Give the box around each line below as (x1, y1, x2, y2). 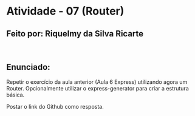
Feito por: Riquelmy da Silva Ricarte (6, 29, 144, 39)
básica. (6, 91, 25, 98)
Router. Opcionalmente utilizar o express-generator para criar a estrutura (6, 84, 190, 92)
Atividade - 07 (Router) (6, 4, 125, 18)
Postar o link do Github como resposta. (6, 103, 104, 110)
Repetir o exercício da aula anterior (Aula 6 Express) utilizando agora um (6, 78, 188, 86)
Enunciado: (6, 62, 50, 72)
